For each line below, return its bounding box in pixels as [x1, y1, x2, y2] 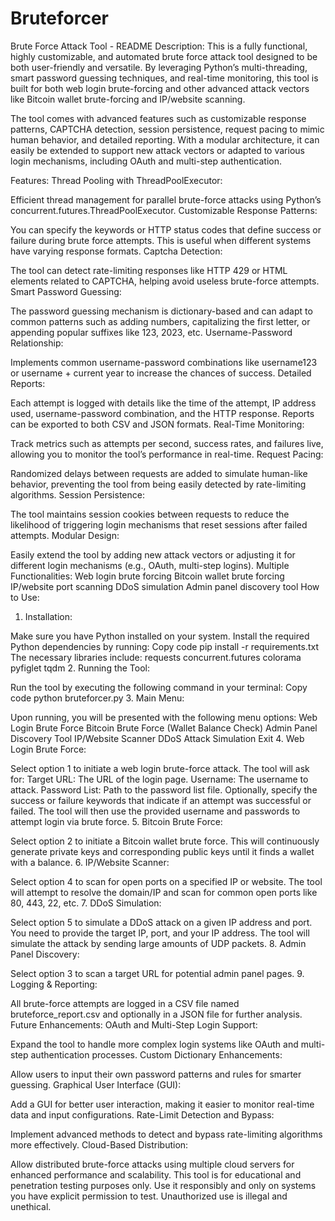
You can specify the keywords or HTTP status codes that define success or [10, 223, 322, 236]
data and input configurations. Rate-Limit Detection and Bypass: [10, 1108, 275, 1121]
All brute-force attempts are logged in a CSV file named [10, 997, 240, 1009]
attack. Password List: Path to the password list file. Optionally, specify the [10, 783, 318, 796]
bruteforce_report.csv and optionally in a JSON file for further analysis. [10, 1008, 303, 1020]
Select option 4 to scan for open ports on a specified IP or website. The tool [10, 875, 323, 887]
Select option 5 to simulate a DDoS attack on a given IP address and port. [10, 916, 313, 928]
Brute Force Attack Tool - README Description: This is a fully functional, [10, 40, 308, 52]
